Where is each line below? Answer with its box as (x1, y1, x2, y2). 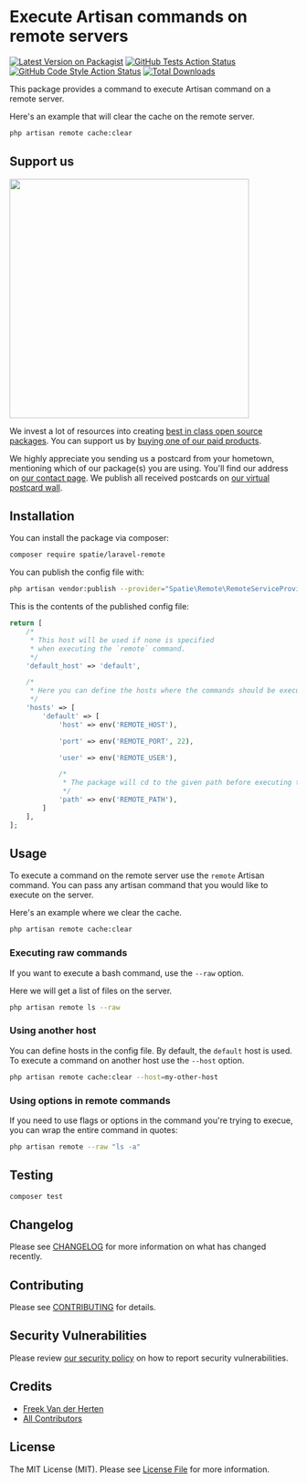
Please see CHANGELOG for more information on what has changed (9, 1241, 267, 1253)
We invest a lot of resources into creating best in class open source (9, 425, 263, 436)
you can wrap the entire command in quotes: (9, 1124, 178, 1135)
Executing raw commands (9, 947, 128, 959)
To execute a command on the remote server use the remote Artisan (9, 870, 265, 881)
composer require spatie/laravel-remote (9, 550, 166, 559)
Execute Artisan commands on (9, 6, 249, 27)
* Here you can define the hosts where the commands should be (29, 686, 276, 695)
